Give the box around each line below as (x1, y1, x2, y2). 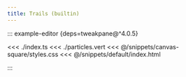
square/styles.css (7, 50, 59, 58)
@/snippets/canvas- (120, 42, 180, 51)
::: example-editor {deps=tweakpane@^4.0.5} (7, 29, 138, 37)
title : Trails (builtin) (7, 10, 80, 17)
